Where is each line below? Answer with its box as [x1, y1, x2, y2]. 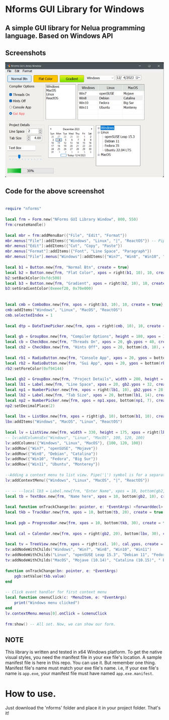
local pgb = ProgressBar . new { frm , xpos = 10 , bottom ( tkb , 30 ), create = [5, 520, 161, 526]
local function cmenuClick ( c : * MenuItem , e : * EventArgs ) [5, 595, 127, 600]
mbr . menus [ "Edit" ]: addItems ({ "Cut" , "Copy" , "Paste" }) [5, 243, 123, 248]
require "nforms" [5, 206, 42, 212]
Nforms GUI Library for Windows [5, 4, 144, 15]
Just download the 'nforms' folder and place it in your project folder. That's [5, 705, 161, 711]
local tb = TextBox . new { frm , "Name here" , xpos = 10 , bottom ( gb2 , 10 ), [5, 494, 159, 499]
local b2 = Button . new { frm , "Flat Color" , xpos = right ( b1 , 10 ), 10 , [5, 270, 154, 275]
